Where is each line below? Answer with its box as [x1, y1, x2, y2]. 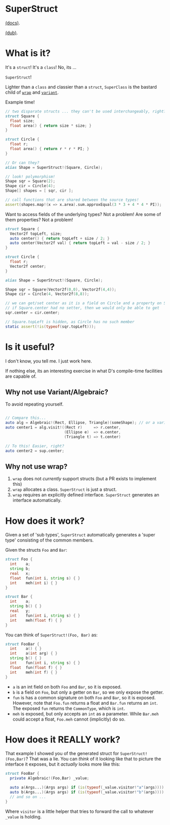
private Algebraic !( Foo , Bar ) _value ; [10, 776, 90, 781]
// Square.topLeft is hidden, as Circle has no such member [5, 319, 135, 325]
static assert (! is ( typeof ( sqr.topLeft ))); [5, 324, 96, 329]
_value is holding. [5, 813, 42, 819]
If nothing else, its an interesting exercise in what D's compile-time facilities [5, 368, 163, 374]
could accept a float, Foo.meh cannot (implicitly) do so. [12, 716, 125, 722]
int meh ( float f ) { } [10, 618, 62, 623]
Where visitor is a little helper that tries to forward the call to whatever [5, 808, 154, 814]
